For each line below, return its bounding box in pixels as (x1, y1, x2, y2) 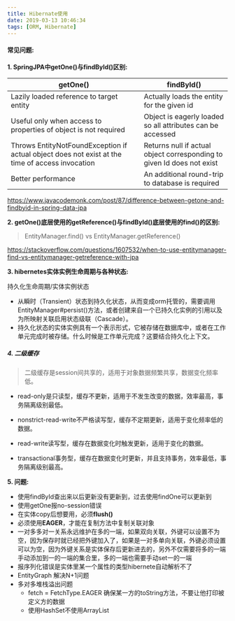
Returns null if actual (143, 141, 211, 150)
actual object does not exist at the (10, 149, 122, 159)
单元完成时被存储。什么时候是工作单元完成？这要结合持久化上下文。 (17, 331, 214, 340)
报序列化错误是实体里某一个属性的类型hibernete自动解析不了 (17, 562, 192, 571)
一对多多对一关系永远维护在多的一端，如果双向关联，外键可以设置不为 (17, 527, 220, 536)
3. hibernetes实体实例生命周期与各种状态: (7, 267, 129, 276)
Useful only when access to (10, 116, 102, 126)
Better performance (10, 173, 76, 183)
